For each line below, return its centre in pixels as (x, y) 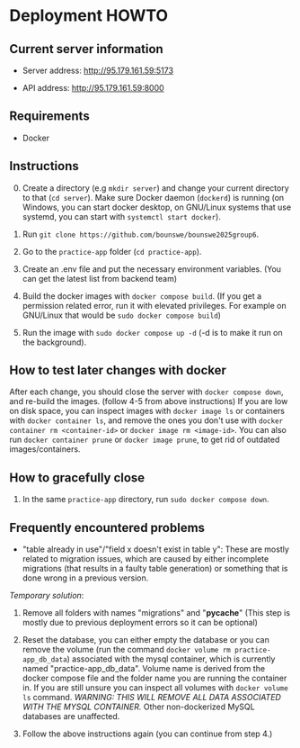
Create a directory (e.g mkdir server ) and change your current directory (155, 188)
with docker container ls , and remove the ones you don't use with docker (146, 420)
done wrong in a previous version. (85, 578)
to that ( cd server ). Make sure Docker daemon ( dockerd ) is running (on (153, 197)
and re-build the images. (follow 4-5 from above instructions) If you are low (149, 401)
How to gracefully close (77, 478)
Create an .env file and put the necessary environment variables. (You (151, 269)
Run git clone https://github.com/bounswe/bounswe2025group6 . (140, 234)
